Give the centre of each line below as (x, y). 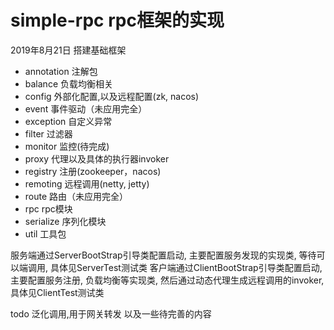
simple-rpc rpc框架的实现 (117, 20)
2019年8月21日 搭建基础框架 (68, 50)
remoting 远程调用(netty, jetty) (87, 183)
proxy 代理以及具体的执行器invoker (97, 158)
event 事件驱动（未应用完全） (86, 108)
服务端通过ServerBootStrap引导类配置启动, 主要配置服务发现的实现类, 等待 (163, 255)
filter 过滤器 (48, 133)
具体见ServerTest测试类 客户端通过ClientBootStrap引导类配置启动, (186, 267)
